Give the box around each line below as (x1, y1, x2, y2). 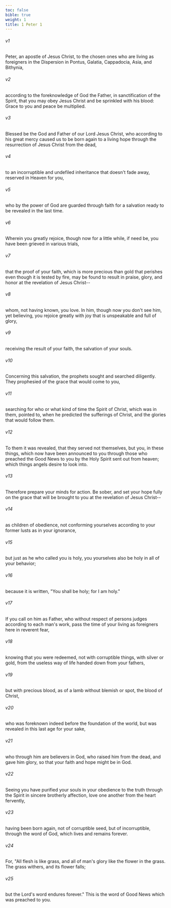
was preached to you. (5, 897, 51, 903)
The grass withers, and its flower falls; (5, 864, 86, 870)
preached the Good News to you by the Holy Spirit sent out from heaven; (5, 456, 159, 462)
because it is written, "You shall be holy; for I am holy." (5, 588, 120, 594)
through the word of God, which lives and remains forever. (5, 831, 128, 837)
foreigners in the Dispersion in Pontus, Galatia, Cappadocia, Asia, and (5, 59, 152, 65)
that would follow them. (5, 417, 55, 423)
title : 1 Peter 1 (5, 22, 42, 27)
